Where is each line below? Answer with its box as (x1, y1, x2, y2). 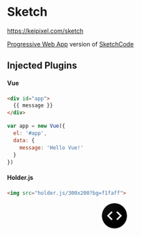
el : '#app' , (13, 130, 48, 137)
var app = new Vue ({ (7, 122, 66, 130)
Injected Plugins (7, 60, 77, 72)
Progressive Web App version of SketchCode (7, 40, 134, 48)
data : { (13, 137, 35, 144)
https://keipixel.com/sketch (7, 27, 84, 35)
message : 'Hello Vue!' (19, 144, 84, 151)
